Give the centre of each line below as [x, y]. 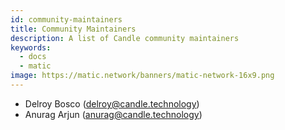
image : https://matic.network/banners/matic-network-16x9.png [142, 76]
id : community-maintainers [66, 19]
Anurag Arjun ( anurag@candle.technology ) [113, 114]
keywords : [31, 47]
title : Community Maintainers [73, 29]
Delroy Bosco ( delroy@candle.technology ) [112, 103]
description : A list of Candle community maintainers [125, 38]
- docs [33, 57]
